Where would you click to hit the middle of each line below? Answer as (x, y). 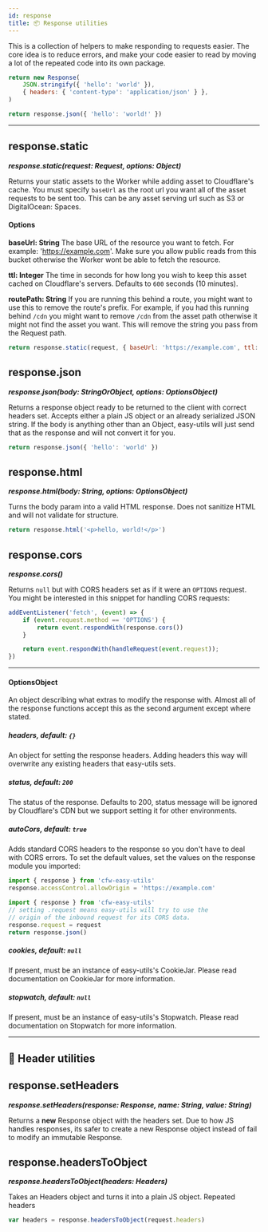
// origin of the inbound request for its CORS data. (100, 917)
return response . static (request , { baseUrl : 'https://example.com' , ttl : (134, 347)
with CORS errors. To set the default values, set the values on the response (132, 858)
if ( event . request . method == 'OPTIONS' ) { (94, 620)
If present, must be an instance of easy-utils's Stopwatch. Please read (124, 1017)
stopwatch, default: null (50, 997)
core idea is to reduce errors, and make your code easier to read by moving (132, 54)
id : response (30, 16)
